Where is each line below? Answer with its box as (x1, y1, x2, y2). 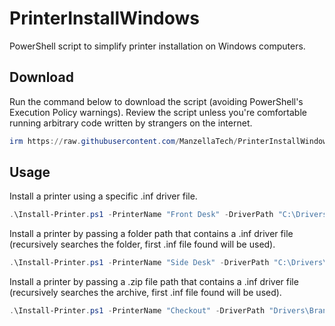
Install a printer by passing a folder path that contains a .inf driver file (9, 228, 294, 240)
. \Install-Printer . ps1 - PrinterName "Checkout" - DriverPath (9, 306, 266, 316)
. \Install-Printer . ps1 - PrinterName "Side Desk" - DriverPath (9, 258, 270, 268)
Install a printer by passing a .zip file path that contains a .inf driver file (9, 276, 299, 288)
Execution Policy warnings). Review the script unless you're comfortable (9, 106, 307, 118)
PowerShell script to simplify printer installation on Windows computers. (9, 40, 306, 52)
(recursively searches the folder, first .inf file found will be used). (9, 238, 276, 251)
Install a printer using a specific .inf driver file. (9, 190, 198, 202)
